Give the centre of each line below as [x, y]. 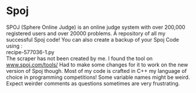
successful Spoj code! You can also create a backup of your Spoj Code [93, 39]
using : [14, 46]
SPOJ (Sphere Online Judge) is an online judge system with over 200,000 [96, 27]
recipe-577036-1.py [30, 52]
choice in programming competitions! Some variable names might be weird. [98, 77]
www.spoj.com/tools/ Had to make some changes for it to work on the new [97, 64]
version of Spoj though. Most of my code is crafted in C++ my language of [97, 71]
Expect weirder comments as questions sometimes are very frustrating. [93, 83]
